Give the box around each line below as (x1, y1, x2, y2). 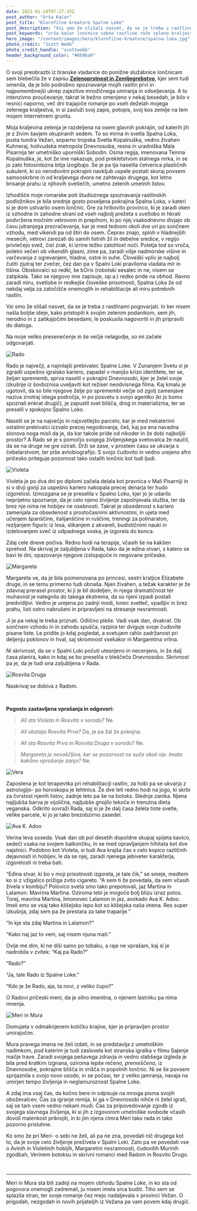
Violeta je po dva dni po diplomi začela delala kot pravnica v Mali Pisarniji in (6, 477, 189, 484)
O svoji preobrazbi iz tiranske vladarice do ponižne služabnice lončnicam (6, 68, 183, 75)
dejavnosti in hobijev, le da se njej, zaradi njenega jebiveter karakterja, (6, 853, 175, 860)
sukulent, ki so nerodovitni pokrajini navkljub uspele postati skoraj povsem (6, 167, 186, 174)
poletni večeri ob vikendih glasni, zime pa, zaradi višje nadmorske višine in (6, 248, 186, 255)
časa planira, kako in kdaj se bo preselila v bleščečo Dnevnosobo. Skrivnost (6, 653, 189, 660)
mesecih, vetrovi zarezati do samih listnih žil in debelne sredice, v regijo (6, 235, 179, 242)
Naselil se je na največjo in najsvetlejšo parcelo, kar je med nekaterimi (6, 417, 175, 424)
